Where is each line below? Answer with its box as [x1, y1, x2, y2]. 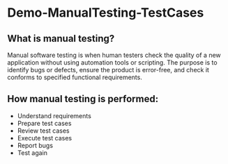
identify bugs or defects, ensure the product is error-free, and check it [7, 66, 209, 74]
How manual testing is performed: [7, 93, 159, 105]
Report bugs [17, 141, 54, 149]
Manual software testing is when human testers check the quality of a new [7, 51, 221, 59]
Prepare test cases [17, 119, 72, 127]
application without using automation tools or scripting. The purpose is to [7, 58, 218, 67]
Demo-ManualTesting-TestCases [7, 5, 204, 21]
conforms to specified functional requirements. [7, 73, 143, 81]
